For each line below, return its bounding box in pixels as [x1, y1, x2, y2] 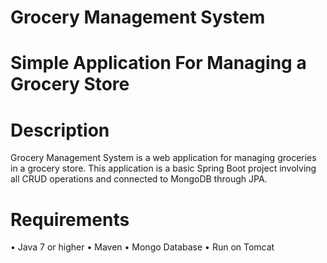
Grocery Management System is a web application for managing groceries [10, 152, 317, 164]
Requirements [10, 208, 130, 231]
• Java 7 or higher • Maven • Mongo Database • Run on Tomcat [10, 241, 275, 253]
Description [10, 119, 110, 141]
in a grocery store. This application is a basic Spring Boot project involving [10, 162, 317, 175]
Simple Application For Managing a [10, 52, 307, 75]
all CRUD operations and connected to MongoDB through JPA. [10, 173, 268, 185]
